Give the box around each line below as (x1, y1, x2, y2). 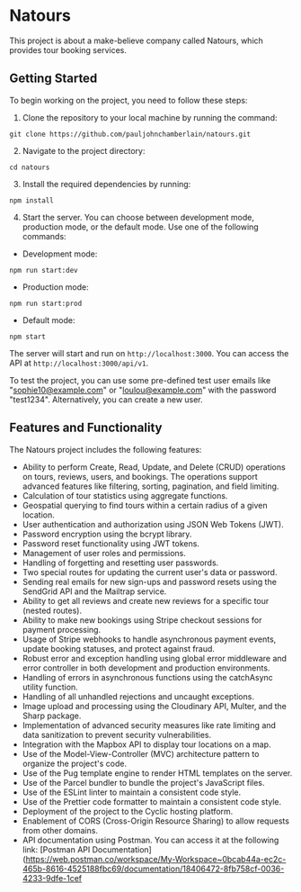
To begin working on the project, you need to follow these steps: (9, 95, 248, 105)
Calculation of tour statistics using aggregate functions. (22, 490, 228, 500)
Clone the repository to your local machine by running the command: (22, 112, 278, 122)
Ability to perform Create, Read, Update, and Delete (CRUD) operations (22, 461, 286, 473)
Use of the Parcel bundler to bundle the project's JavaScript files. (22, 777, 265, 788)
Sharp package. (22, 710, 82, 721)
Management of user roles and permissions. (22, 547, 187, 558)
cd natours (9, 163, 50, 172)
